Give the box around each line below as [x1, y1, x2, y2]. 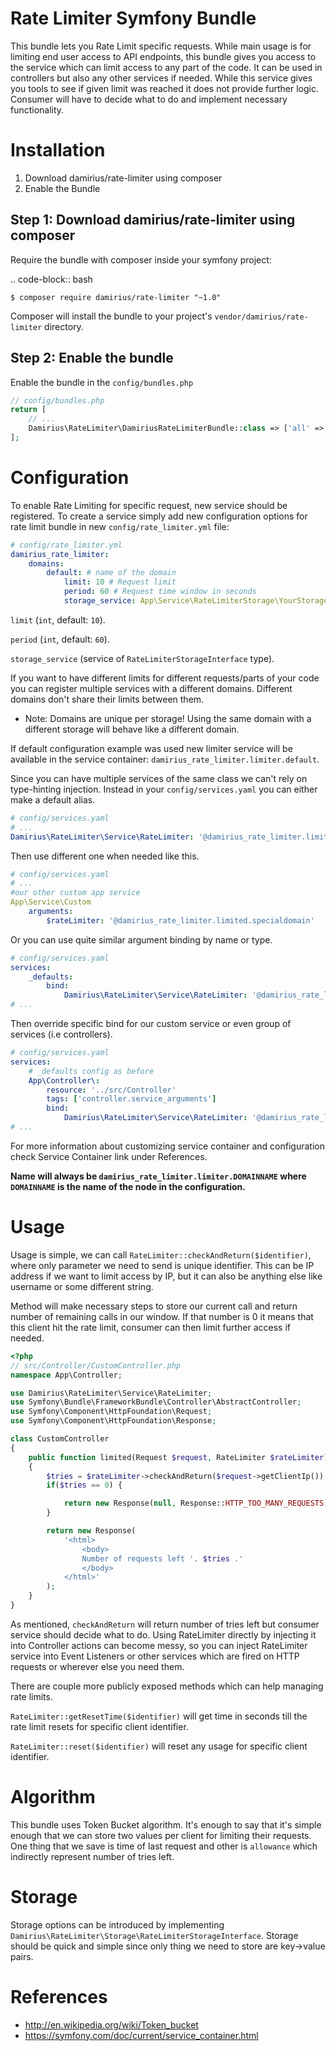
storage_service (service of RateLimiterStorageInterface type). [10, 652, 275, 664]
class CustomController [10, 1434, 110, 1444]
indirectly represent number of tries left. [10, 1850, 175, 1862]
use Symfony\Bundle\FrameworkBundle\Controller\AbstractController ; [10, 1397, 302, 1407]
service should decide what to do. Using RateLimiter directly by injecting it [10, 1628, 317, 1641]
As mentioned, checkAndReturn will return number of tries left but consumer [10, 1618, 320, 1630]
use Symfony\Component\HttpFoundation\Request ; [10, 1407, 213, 1417]
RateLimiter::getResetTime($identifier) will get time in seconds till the [10, 1710, 308, 1722]
